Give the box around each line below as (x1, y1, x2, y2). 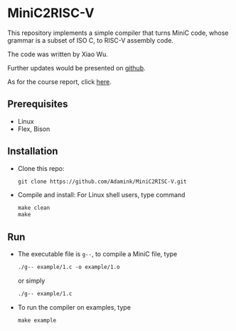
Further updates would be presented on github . (7, 63, 146, 72)
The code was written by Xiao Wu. (7, 50, 109, 58)
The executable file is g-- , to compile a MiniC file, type (17, 250, 178, 258)
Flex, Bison (17, 125, 50, 133)
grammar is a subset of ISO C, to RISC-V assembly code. (7, 36, 174, 44)
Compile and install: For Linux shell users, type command (17, 191, 186, 199)
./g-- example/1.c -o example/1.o (17, 263, 120, 270)
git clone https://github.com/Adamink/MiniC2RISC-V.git (17, 178, 187, 185)
